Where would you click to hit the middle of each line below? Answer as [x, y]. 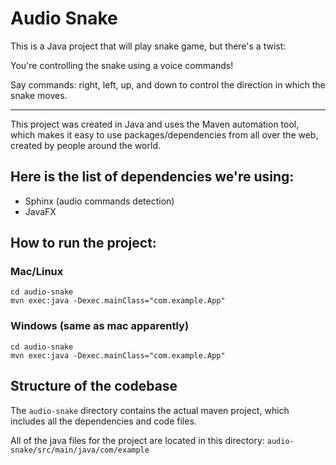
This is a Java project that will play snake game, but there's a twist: [148, 46]
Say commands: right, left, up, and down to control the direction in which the [168, 84]
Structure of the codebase [94, 386]
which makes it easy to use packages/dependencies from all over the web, [164, 134]
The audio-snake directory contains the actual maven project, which [150, 410]
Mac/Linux [37, 272]
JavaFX [40, 211]
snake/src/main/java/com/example [80, 450]
